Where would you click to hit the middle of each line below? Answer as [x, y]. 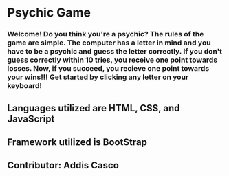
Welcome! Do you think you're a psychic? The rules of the [106, 34]
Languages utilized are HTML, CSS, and [94, 108]
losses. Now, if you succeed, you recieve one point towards [108, 69]
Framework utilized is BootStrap [77, 142]
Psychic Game [49, 13]
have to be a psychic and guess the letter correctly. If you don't [115, 52]
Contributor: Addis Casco [63, 165]
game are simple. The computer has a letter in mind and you [109, 43]
